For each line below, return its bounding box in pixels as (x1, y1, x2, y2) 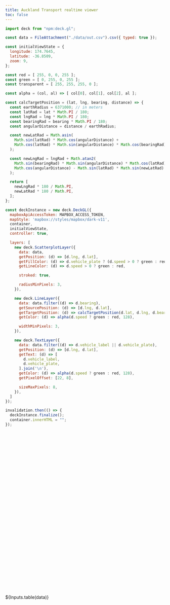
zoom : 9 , (10, 58, 28, 63)
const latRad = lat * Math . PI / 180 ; (10, 110, 90, 115)
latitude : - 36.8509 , (10, 54, 53, 59)
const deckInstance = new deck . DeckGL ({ (5, 207, 92, 212)
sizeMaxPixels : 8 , (18, 384, 58, 389)
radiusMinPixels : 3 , (18, 282, 62, 287)
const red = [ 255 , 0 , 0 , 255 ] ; (5, 72, 76, 78)
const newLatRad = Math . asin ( (10, 133, 73, 138)
